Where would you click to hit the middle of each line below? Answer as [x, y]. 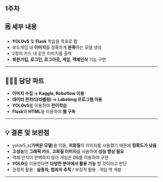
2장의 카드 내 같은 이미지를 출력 [42, 53]
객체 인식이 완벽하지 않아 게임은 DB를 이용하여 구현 [60, 157]
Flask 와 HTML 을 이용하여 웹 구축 [44, 112]
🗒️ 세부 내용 [21, 26]
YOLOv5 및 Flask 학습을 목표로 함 [45, 41]
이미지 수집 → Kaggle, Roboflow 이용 [48, 93]
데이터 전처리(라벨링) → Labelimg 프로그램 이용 [57, 99]
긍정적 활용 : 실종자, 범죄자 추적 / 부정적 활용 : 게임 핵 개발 [67, 169]
